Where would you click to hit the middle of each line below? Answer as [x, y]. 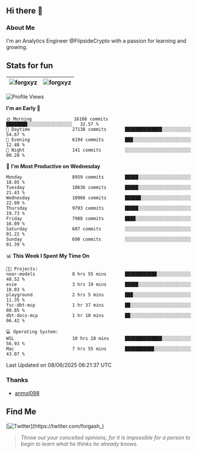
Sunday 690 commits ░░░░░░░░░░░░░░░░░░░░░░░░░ [99, 239]
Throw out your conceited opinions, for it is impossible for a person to [105, 437]
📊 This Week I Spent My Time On [48, 256]
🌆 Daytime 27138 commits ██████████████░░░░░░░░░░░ [99, 129]
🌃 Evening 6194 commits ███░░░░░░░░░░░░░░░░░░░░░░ [99, 140]
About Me [21, 28]
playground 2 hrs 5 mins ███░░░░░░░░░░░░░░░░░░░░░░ [99, 295]
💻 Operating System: [32, 332]
